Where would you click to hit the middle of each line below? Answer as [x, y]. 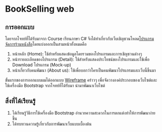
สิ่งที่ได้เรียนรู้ [20, 101]
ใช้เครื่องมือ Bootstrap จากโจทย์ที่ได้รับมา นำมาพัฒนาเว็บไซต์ [55, 85]
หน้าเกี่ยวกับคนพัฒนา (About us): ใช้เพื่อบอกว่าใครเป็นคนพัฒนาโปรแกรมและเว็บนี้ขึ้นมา [84, 70]
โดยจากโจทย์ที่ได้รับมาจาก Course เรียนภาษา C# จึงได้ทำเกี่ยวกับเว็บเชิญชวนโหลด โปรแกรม [80, 38]
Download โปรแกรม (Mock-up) [42, 65]
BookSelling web [40, 9]
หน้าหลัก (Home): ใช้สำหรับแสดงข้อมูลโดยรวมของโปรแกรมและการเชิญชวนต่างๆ [77, 54]
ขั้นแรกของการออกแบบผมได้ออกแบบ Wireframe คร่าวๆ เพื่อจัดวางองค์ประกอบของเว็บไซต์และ [81, 80]
